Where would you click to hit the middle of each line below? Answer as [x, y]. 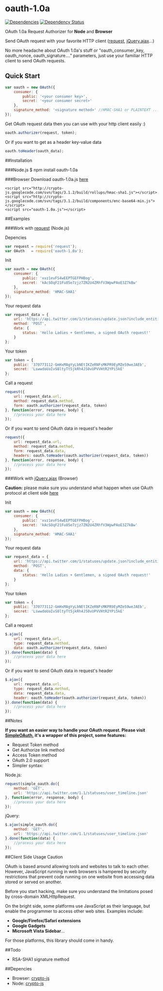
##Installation [19, 160]
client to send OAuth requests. [35, 60]
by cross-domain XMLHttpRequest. [40, 896]
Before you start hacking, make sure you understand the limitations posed [79, 891]
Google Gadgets [29, 926]
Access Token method [34, 755]
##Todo [13, 950]
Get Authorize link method [38, 750]
